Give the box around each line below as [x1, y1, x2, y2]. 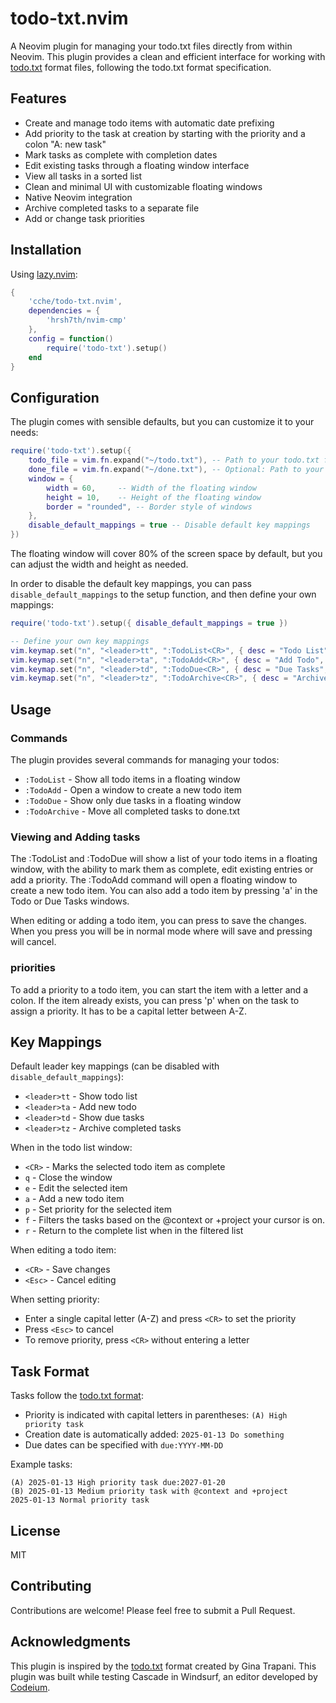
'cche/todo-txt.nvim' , [28, 297, 123, 307]
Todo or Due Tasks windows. [10, 895, 130, 907]
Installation [10, 242, 82, 259]
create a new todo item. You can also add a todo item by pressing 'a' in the [10, 885, 318, 897]
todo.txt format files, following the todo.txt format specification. [10, 61, 272, 73]
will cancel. [10, 936, 57, 948]
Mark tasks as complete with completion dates [24, 148, 218, 161]
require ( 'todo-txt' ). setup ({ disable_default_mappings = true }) [10, 618, 288, 628]
